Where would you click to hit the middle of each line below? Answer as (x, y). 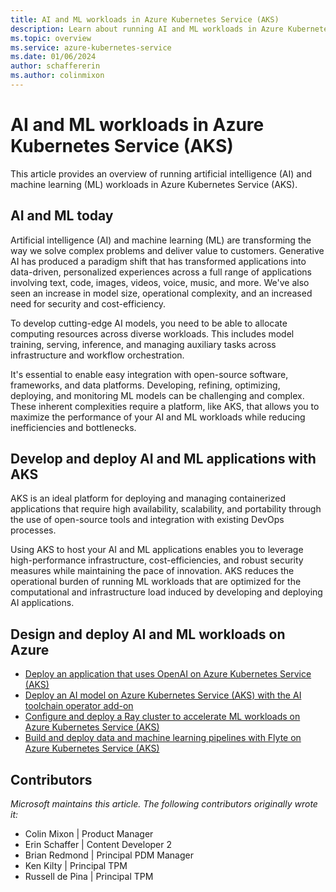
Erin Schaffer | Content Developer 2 (98, 845)
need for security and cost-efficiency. (88, 303)
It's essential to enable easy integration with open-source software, (149, 374)
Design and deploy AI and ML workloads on (148, 634)
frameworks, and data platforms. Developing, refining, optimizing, (145, 385)
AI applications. (42, 603)
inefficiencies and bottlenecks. (73, 427)
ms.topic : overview (51, 38)
